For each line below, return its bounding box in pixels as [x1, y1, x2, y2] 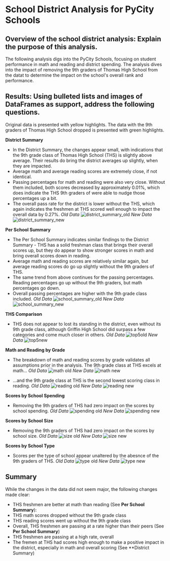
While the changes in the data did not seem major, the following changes [5, 486, 157, 492]
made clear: [5, 491, 30, 498]
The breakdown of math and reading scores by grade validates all [12, 356, 151, 362]
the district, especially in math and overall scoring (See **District [12, 544, 150, 550]
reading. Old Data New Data [12, 382, 102, 389]
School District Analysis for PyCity [5, 4, 154, 15]
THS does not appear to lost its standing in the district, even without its [12, 321, 161, 327]
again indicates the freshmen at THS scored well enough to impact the [12, 206, 160, 212]
